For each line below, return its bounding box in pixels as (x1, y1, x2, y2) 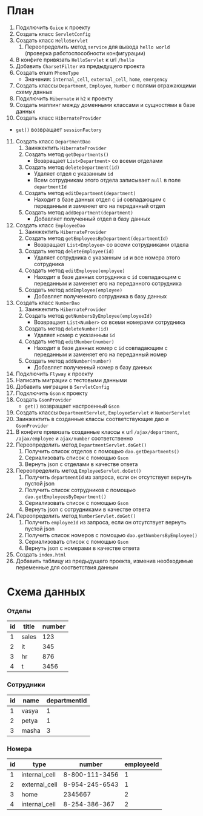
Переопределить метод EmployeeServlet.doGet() (15, 467, 142, 474)
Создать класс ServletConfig (15, 30, 91, 37)
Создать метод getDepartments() (24, 150, 109, 158)
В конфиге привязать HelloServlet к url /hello (15, 56, 135, 63)
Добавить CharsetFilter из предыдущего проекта (15, 62, 145, 70)
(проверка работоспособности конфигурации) (24, 49, 146, 57)
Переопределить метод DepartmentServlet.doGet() (15, 441, 147, 448)
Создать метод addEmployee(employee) (24, 286, 123, 293)
